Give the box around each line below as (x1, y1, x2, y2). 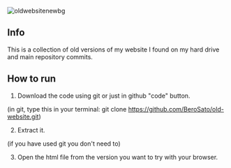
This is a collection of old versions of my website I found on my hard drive (7, 45, 220, 54)
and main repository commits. (7, 52, 93, 61)
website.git (7, 112, 39, 121)
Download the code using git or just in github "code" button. (17, 91, 191, 100)
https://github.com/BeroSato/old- (128, 105, 225, 113)
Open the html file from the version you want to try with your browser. (17, 153, 218, 161)
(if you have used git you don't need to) (7, 139, 121, 148)
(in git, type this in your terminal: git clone (7, 105, 127, 113)
